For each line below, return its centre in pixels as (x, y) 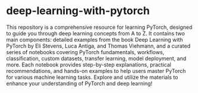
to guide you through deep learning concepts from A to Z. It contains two (96, 33)
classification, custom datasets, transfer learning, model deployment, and (96, 58)
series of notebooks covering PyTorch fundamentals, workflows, (85, 52)
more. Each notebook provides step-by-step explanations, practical (89, 64)
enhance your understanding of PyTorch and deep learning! (79, 83)
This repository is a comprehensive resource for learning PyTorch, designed (99, 27)
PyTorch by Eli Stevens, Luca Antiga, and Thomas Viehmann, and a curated (98, 46)
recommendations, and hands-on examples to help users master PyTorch (96, 71)
